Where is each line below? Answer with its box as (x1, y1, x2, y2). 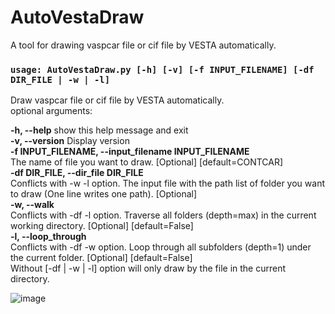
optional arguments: (10, 105, 93, 117)
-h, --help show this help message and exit (10, 124, 189, 136)
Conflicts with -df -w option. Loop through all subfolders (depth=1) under (10, 241, 312, 253)
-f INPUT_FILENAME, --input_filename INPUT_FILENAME (10, 146, 250, 158)
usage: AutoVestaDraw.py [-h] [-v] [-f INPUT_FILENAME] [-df (10, 64, 315, 75)
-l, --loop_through (10, 231, 87, 243)
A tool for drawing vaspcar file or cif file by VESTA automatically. (10, 39, 277, 51)
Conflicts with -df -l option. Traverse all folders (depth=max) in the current (10, 209, 317, 221)
